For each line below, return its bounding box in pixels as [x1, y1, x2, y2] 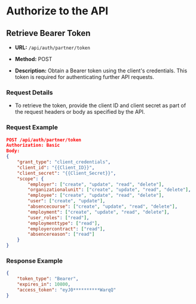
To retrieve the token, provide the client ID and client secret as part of [14, 102, 186, 109]
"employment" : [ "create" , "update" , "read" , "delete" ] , [27, 209, 170, 215]
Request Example [6, 123, 58, 132]
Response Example [6, 257, 63, 265]
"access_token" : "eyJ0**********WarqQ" [17, 287, 117, 293]
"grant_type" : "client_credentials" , [17, 159, 111, 165]
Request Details [6, 88, 53, 96]
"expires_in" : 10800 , [17, 281, 71, 288]
